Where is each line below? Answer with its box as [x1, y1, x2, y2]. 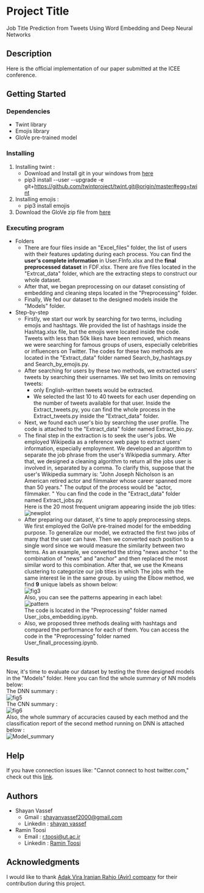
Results [6, 654, 29, 663]
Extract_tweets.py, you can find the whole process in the [33, 406, 175, 413]
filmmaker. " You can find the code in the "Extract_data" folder [24, 490, 181, 497]
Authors [6, 791, 38, 801]
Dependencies [6, 107, 51, 116]
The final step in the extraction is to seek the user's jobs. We [24, 432, 177, 439]
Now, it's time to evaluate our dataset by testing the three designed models [6, 668, 195, 675]
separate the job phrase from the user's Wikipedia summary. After [24, 451, 191, 458]
